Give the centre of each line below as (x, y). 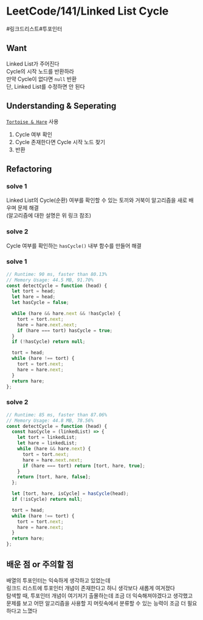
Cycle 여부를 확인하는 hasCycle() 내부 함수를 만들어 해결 (74, 246)
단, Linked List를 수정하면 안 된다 (46, 86)
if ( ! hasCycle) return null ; (49, 342)
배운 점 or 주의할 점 (40, 564)
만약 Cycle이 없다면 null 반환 (42, 79)
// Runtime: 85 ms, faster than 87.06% (57, 415)
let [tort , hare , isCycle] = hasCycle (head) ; (71, 494)
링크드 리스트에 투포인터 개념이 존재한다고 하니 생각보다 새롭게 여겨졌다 (91, 588)
